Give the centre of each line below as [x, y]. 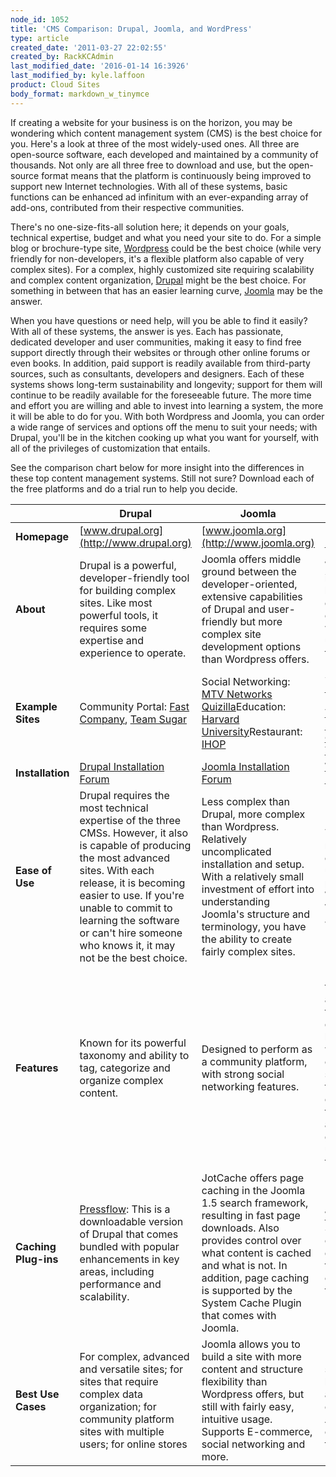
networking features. [250, 1086]
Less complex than [245, 801]
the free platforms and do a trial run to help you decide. [124, 488]
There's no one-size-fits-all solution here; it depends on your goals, [150, 227]
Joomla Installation [245, 766]
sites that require [119, 1381]
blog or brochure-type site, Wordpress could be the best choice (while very [166, 248]
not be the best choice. [133, 958]
